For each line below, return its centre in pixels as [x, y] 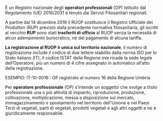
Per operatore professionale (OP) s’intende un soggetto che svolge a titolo [81, 87]
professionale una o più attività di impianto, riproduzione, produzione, [75, 92]
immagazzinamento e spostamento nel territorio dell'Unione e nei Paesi [77, 103]
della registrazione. [25, 68]
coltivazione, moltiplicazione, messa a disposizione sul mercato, [70, 97]
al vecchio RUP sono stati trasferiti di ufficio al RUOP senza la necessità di [81, 33]
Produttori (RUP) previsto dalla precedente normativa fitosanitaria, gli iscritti [82, 27]
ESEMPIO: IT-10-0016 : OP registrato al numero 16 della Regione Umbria [78, 78]
